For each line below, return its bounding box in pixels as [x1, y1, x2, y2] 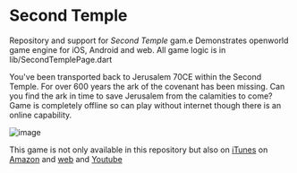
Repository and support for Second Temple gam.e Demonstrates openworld [9, 35, 289, 46]
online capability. [9, 109, 72, 120]
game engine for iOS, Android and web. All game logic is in [9, 44, 226, 55]
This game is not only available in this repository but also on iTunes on [9, 144, 268, 155]
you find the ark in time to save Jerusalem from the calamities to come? [9, 91, 273, 101]
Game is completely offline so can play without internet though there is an [9, 99, 282, 110]
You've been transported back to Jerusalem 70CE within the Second [9, 71, 262, 82]
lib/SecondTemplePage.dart [9, 54, 113, 65]
